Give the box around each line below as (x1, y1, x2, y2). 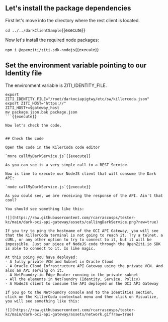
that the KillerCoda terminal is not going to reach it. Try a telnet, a (5, 233, 163, 238)
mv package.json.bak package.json (5, 110, 78, 115)
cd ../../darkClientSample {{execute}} (5, 27, 86, 33)
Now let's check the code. (5, 123, 62, 128)
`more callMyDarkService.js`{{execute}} (5, 153, 92, 159)
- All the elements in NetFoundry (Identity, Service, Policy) (5, 276, 141, 282)
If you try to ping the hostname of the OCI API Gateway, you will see (5, 228, 158, 233)
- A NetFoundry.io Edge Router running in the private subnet (5, 272, 138, 277)
